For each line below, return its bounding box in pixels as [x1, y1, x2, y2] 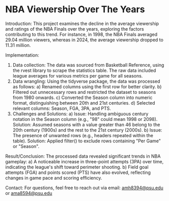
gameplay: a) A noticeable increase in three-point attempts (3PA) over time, [5, 158, 164, 164]
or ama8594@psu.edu [5, 190, 52, 196]
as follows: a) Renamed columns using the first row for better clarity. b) [12, 83, 162, 90]
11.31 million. [5, 42, 31, 48]
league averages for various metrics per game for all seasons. [12, 72, 143, 79]
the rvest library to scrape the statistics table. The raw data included [12, 67, 156, 73]
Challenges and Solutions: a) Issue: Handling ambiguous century [12, 111, 149, 117]
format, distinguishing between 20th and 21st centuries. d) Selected [12, 99, 155, 106]
